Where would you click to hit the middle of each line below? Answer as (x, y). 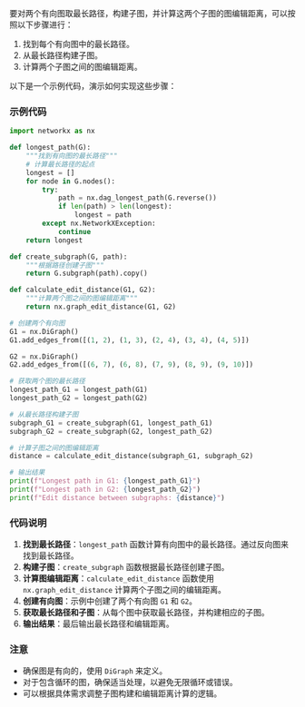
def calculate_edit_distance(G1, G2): (83, 290)
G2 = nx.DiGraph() (44, 357)
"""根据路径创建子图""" (65, 265)
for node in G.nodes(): (71, 181)
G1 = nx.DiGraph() (44, 331)
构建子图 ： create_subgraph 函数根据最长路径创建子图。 (126, 567)
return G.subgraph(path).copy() (87, 274)
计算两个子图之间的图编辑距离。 (82, 67)
